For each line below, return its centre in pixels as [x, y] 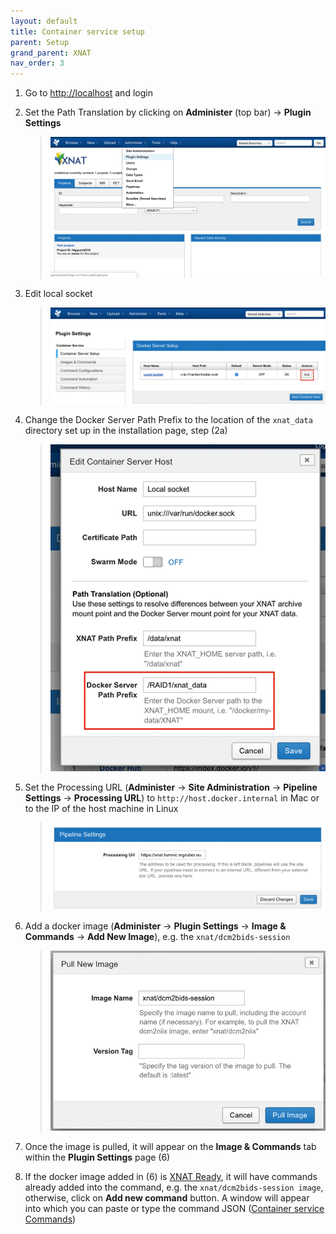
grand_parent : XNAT [51, 53]
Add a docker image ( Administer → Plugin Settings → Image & [155, 926]
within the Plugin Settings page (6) [97, 1157]
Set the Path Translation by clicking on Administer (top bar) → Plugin [168, 112]
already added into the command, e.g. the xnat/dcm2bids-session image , [174, 1187]
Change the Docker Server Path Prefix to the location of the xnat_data [168, 419]
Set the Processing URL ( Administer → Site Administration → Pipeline [171, 787]
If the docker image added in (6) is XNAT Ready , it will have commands [171, 1177]
